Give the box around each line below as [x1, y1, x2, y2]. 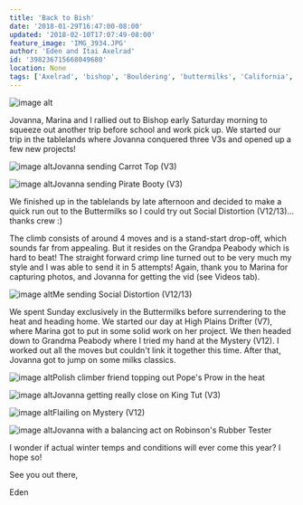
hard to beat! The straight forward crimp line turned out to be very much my [9, 252, 292, 262]
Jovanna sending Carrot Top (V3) [52, 160, 177, 172]
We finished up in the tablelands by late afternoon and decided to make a [9, 195, 282, 206]
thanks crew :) [9, 214, 63, 226]
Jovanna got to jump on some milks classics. [9, 354, 176, 365]
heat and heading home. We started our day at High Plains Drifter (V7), [9, 316, 273, 327]
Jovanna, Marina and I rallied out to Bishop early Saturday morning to [9, 114, 269, 125]
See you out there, [9, 469, 79, 480]
